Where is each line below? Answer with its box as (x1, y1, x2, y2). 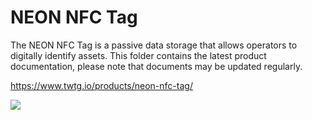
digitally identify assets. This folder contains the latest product (10, 49, 267, 61)
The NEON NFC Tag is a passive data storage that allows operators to (10, 39, 298, 51)
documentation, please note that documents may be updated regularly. (10, 60, 303, 72)
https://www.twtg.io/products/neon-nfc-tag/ (10, 79, 193, 91)
